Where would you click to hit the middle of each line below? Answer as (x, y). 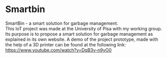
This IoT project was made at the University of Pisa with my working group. (84, 28)
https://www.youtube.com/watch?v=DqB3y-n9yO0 (58, 50)
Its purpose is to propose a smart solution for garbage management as (79, 34)
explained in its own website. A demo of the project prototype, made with (82, 39)
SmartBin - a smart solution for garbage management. (62, 23)
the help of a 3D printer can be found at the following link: (65, 44)
